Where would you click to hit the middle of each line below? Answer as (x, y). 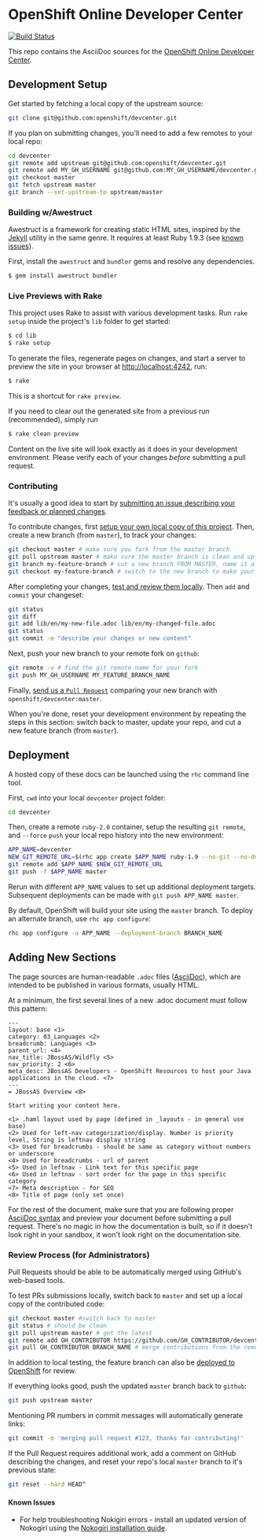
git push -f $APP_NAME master (58, 872)
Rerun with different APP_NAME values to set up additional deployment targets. (132, 887)
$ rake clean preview (44, 434)
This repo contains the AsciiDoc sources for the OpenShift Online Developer (131, 51)
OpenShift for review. (42, 1371)
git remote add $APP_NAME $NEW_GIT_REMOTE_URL (86, 865)
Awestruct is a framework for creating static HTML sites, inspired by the (125, 230)
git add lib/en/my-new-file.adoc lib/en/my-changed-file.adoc (112, 624)
